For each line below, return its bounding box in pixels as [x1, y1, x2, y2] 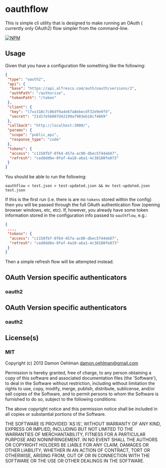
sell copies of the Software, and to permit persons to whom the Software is [5, 391, 159, 397]
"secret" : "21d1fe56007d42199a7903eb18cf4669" [9, 114, 108, 119]
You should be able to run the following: [5, 174, 87, 180]
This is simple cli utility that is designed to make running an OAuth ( [5, 20, 143, 26]
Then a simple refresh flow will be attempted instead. [5, 259, 114, 265]
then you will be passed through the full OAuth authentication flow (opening [5, 202, 160, 208]
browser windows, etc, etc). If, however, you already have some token [5, 207, 148, 213]
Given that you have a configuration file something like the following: [5, 62, 146, 68]
